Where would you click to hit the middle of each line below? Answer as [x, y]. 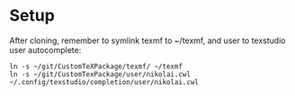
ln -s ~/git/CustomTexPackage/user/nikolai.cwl [100, 74]
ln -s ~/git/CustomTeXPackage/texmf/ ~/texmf [96, 66]
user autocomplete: [45, 49]
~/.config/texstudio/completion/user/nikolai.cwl [104, 82]
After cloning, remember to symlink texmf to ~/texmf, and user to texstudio [147, 40]
